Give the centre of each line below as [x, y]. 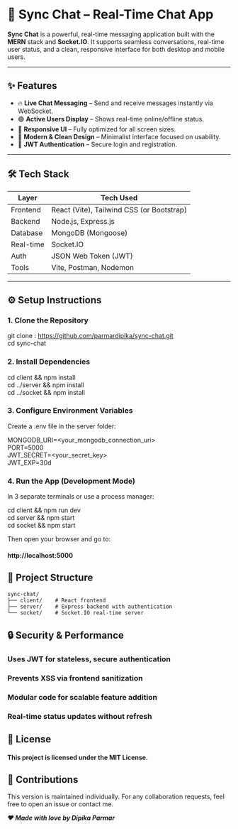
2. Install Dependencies [49, 362]
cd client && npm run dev [44, 510]
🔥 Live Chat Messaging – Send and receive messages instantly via [115, 103]
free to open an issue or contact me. [60, 804]
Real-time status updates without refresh [80, 716]
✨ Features [32, 86]
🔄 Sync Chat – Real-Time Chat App [110, 15]
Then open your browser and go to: [59, 539]
